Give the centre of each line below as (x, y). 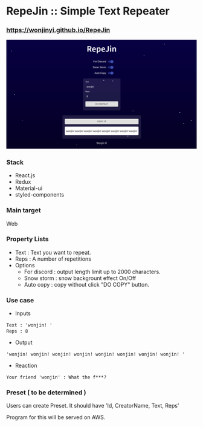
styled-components (40, 195)
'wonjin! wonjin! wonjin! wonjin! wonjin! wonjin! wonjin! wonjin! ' (96, 354)
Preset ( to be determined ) (46, 393)
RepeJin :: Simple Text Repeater (88, 11)
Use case (20, 300)
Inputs (23, 313)
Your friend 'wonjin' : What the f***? (56, 377)
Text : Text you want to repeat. (53, 252)
